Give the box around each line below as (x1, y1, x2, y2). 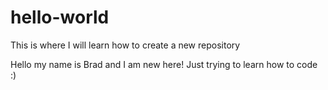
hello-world (10, 6, 110, 29)
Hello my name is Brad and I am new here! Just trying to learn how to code (10, 58, 318, 70)
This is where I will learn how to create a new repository (10, 39, 241, 51)
